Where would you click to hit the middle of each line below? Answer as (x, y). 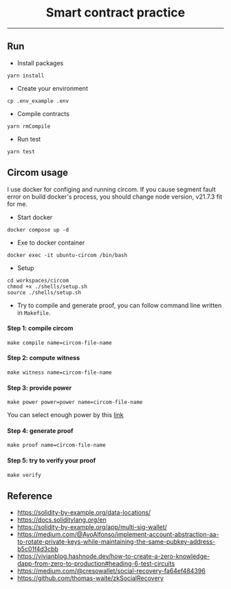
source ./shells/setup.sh (44, 292)
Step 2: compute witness (44, 358)
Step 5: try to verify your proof (52, 460)
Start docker (35, 217)
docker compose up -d (38, 230)
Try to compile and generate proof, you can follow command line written (119, 305)
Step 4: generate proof (40, 430)
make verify (24, 475)
